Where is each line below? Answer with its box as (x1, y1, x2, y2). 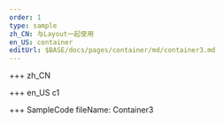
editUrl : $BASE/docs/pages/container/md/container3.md (9, 46, 216, 55)
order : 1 (9, 12, 42, 22)
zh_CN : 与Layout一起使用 (9, 29, 95, 38)
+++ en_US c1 (9, 88, 60, 98)
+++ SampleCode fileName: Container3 (9, 105, 154, 115)
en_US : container (9, 37, 73, 47)
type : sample (9, 21, 58, 30)
